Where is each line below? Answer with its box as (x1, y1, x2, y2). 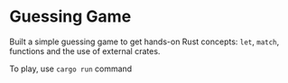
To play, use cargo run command (9, 63, 133, 74)
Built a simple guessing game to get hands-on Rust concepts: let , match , (9, 36, 280, 47)
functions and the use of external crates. (9, 45, 161, 56)
